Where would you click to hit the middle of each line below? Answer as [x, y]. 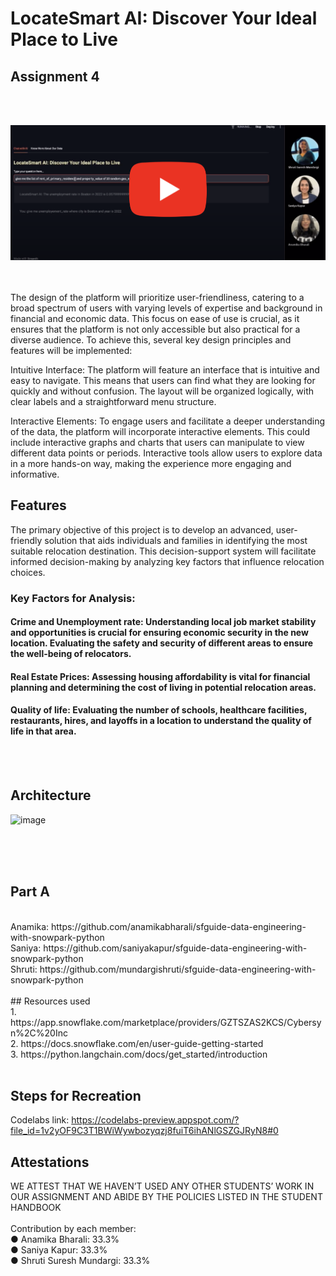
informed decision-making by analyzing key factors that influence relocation [167, 561]
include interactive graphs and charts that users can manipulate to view [157, 442]
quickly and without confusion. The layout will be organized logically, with [162, 391]
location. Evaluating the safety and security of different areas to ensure [162, 643]
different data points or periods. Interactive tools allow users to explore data [166, 453]
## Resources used [50, 1001]
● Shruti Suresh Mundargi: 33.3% [80, 1261]
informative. [35, 474]
